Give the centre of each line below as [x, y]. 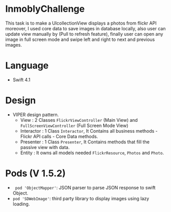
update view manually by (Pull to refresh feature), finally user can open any [84, 34]
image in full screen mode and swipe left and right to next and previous [80, 39]
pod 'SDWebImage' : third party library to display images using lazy [81, 198]
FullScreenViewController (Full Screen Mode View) [74, 125]
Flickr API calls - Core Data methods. [59, 136]
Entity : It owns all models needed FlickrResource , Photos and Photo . [92, 153]
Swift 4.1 [21, 79]
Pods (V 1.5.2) [35, 173]
